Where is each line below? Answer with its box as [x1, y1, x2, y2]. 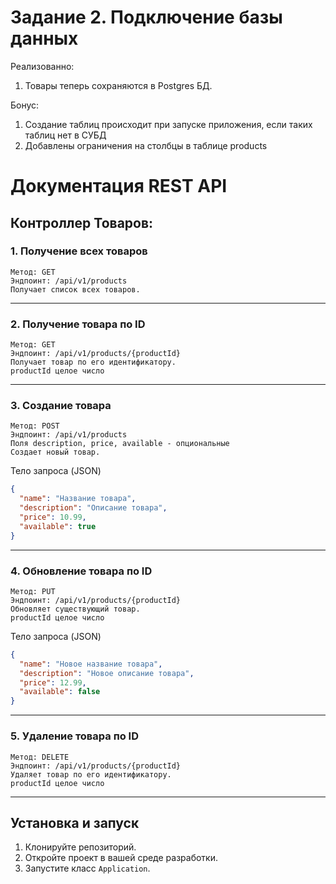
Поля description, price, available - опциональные [10, 439, 230, 449]
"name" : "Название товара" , [19, 494, 137, 504]
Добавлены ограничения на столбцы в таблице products [24, 139, 268, 151]
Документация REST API [10, 175, 228, 198]
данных [10, 27, 79, 50]
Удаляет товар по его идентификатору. [10, 769, 172, 780]
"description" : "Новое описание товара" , [19, 668, 195, 678]
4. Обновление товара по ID [10, 564, 153, 578]
